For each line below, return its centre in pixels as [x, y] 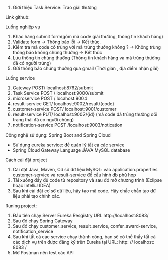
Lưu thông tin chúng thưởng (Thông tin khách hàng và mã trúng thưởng [86, 58]
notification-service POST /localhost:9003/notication [67, 125]
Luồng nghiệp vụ [23, 27]
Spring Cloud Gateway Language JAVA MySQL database [71, 150]
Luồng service [20, 78]
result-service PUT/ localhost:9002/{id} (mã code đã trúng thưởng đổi [85, 114]
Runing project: [21, 206]
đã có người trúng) [32, 63]
